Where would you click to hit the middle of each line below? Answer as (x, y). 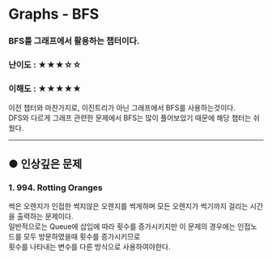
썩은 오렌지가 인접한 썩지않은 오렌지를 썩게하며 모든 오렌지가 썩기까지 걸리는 (128, 206)
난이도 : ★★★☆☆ (45, 65)
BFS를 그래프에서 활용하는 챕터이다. (74, 41)
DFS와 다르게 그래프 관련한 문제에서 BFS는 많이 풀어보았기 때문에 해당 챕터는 (130, 118)
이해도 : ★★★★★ (45, 88)
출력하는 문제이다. (45, 217)
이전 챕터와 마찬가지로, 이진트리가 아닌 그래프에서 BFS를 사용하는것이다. (122, 108)
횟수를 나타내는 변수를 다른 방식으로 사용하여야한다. (89, 247)
